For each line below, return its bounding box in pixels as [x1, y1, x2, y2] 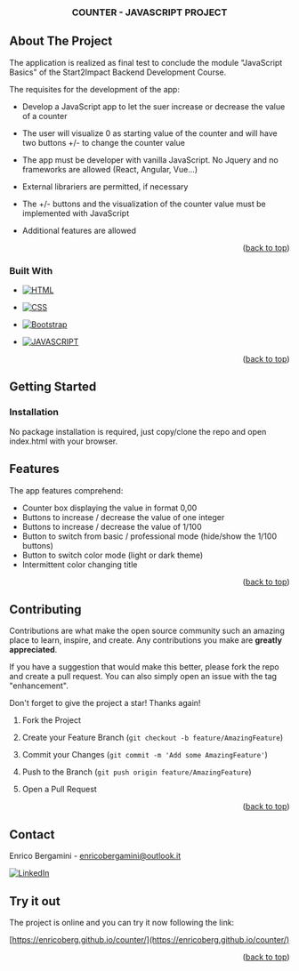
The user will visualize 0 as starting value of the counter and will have [21, 127, 278, 139]
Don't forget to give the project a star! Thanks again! [9, 698, 201, 709]
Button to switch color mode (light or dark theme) [21, 550, 204, 560]
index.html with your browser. [9, 436, 118, 446]
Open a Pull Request [21, 784, 98, 795]
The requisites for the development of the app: [9, 84, 181, 94]
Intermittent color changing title [21, 558, 138, 570]
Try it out [9, 894, 61, 909]
